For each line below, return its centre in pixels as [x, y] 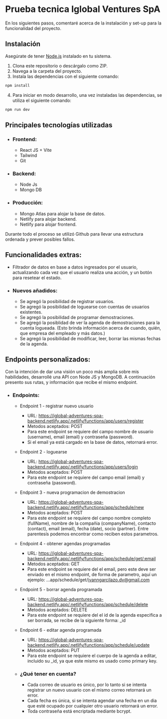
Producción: [28, 203]
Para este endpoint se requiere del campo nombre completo [89, 518]
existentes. [31, 312]
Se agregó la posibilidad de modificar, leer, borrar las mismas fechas [90, 339]
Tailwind [28, 155]
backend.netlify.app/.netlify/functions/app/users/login [83, 467]
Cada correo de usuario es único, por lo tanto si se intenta [87, 685]
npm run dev [17, 109]
